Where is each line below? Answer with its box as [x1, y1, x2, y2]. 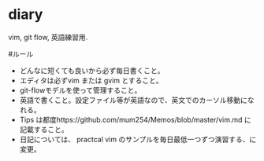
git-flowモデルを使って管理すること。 [19, 85, 142, 95]
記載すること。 [19, 124, 69, 134]
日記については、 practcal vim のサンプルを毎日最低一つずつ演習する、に [19, 134, 257, 144]
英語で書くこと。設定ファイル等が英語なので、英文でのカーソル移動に [19, 95, 248, 104]
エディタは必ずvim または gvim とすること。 [19, 75, 163, 85]
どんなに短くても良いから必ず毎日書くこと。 [19, 65, 165, 75]
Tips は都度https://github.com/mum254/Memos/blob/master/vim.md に [19, 115, 251, 124]
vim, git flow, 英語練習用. [8, 32, 88, 42]
